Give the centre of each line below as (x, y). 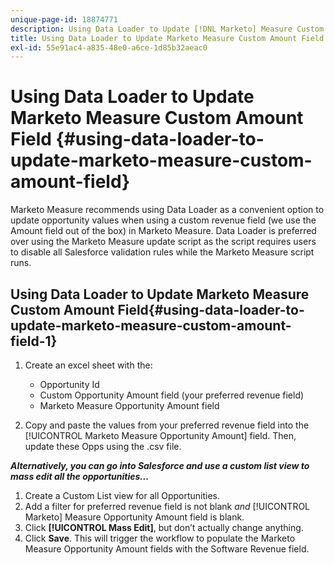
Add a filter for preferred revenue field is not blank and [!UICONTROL (167, 506)
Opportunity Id (69, 384)
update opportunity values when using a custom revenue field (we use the (163, 220)
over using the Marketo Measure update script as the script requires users (163, 242)
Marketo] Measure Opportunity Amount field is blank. (134, 517)
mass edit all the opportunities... (80, 476)
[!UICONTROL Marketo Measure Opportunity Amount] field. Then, (160, 435)
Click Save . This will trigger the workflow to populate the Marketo (160, 538)
